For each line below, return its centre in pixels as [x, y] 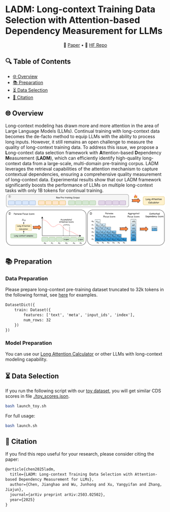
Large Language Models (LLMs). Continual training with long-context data [82, 131]
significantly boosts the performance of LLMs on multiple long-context [79, 185]
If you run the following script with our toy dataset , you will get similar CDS [83, 391]
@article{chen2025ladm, [30, 469]
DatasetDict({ [20, 305]
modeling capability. [26, 360]
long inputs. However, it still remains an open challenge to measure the [79, 142]
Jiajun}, [14, 489]
